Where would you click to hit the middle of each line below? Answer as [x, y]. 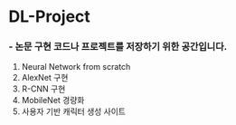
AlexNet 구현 [45, 78]
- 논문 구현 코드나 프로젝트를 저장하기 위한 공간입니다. [118, 47]
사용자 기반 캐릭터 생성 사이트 [73, 111]
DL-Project [50, 17]
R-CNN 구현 [43, 89]
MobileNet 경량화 [53, 101]
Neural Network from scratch [76, 67]
